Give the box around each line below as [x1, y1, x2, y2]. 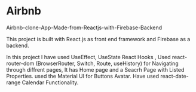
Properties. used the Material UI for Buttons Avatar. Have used [6, 72, 160, 79]
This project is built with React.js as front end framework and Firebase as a [6, 35, 191, 42]
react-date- [160, 72, 189, 79]
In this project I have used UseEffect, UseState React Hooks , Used [6, 53, 171, 60]
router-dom [6, 60, 35, 67]
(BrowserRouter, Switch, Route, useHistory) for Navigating [35, 60, 179, 67]
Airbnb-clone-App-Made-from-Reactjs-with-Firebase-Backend [6, 24, 163, 31]
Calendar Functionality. [22, 79, 79, 86]
